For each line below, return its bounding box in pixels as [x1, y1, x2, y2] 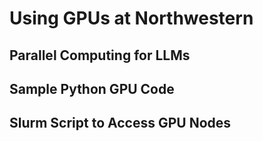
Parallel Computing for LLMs [9, 47, 191, 64]
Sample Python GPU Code [9, 80, 175, 97]
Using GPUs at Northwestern [9, 7, 254, 30]
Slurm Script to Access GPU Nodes [9, 115, 232, 132]
